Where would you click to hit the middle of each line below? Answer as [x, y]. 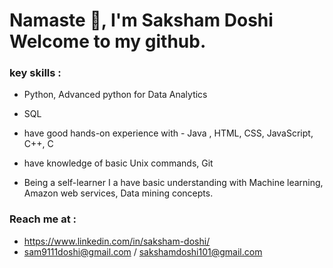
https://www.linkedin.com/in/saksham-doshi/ [117, 241]
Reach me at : [43, 219]
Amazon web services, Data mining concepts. [118, 193]
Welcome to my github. [108, 41]
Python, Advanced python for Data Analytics [115, 95]
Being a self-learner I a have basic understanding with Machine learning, [173, 183]
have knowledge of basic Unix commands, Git [118, 163]
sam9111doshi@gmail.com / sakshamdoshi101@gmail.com [143, 251]
